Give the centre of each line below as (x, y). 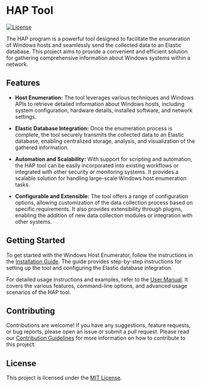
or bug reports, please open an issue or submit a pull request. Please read (98, 332)
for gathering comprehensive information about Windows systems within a (98, 58)
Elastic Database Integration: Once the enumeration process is (94, 128)
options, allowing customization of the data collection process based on (104, 202)
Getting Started (36, 241)
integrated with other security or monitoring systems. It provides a (97, 172)
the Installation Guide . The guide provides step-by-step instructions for (94, 261)
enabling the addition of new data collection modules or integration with (104, 215)
